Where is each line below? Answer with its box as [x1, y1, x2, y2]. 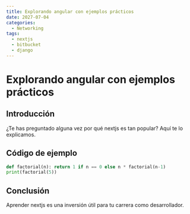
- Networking [11, 25, 44, 31]
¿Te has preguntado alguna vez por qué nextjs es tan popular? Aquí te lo [6, 124, 183, 132]
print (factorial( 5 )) [6, 170, 58, 175]
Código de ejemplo [6, 148, 77, 158]
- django [11, 47, 33, 53]
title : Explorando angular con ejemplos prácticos [6, 8, 134, 15]
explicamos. [6, 131, 36, 138]
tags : [6, 31, 20, 37]
